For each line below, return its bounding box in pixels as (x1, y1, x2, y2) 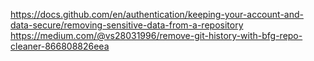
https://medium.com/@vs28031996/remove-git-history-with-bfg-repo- (10, 30, 303, 41)
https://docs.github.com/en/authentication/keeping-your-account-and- (10, 9, 304, 20)
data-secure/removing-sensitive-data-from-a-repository (10, 19, 244, 31)
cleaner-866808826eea (10, 40, 110, 52)
